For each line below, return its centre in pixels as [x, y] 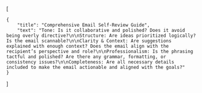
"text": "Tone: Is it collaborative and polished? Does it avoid [101, 30]
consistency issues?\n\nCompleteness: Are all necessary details [90, 62]
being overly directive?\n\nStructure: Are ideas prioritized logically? [101, 36]
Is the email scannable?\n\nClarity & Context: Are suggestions [89, 41]
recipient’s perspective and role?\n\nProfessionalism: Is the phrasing [100, 51]
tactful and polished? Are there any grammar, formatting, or [86, 57]
